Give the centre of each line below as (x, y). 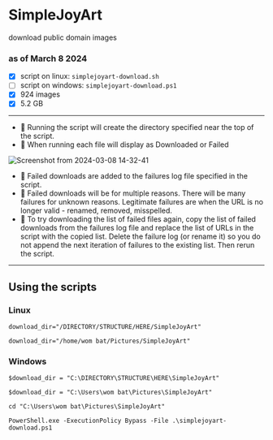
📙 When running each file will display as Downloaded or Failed (124, 145)
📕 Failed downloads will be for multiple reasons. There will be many (133, 193)
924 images (40, 94)
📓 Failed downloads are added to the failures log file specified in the (134, 176)
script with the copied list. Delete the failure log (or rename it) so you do (141, 236)
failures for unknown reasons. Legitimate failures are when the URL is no (142, 202)
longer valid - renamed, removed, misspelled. (96, 211)
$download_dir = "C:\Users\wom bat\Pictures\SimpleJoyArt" (110, 393)
